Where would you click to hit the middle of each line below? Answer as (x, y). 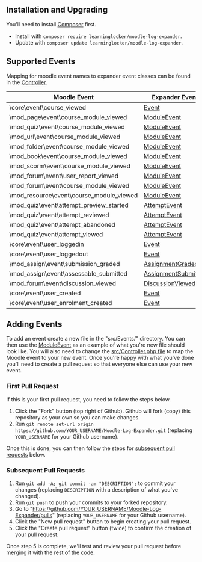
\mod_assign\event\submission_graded (65, 264)
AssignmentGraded (171, 264)
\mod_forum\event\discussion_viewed (63, 283)
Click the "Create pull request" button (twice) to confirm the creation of (103, 528)
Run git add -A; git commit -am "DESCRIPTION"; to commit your (95, 483)
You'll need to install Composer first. (51, 24)
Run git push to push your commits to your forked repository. (91, 502)
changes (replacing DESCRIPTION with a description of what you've (96, 490)
